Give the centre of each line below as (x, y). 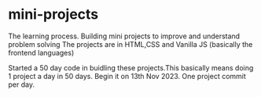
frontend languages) (41, 52)
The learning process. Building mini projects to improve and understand (124, 36)
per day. (22, 84)
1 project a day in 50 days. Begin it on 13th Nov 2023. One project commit (127, 76)
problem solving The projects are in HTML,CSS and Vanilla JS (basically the (130, 44)
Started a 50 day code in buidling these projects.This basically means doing (131, 67)
